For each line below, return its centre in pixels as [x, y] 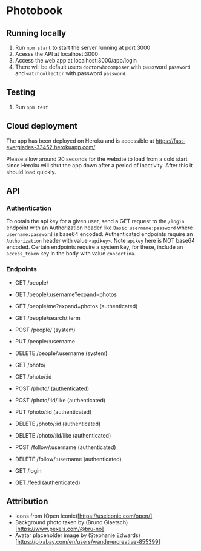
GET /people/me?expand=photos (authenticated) [76, 306]
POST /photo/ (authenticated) [52, 388]
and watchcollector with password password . [71, 73]
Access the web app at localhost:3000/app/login [76, 60]
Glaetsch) [116, 522]
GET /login [28, 470]
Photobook [35, 11]
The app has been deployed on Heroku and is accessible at [80, 141]
